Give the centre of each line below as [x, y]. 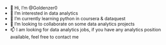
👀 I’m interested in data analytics [44, 13]
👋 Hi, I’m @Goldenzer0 [34, 8]
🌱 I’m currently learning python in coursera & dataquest [68, 18]
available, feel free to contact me [44, 37]
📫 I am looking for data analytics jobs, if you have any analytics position [85, 30]
